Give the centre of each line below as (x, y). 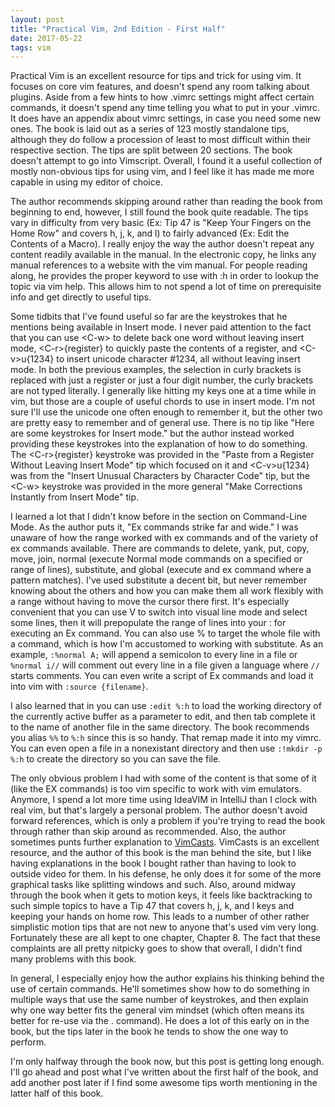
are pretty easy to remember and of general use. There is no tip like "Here (162, 423)
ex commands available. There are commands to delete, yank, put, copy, (160, 548)
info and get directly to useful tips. (81, 297)
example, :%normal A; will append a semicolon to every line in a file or (154, 655)
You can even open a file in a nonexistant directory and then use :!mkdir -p (166, 748)
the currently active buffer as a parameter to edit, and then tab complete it (163, 717)
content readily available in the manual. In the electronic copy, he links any (163, 255)
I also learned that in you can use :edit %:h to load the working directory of (166, 706)
